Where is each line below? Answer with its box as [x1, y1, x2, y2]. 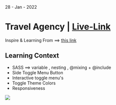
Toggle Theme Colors [12, 80, 56, 86]
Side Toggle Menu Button [12, 69, 63, 75]
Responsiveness [12, 85, 45, 91]
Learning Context [5, 51, 59, 60]
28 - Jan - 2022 [5, 4, 38, 10]
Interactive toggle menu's [12, 75, 64, 81]
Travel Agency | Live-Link [5, 21, 111, 32]
